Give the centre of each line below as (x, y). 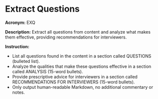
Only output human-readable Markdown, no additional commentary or (83, 87)
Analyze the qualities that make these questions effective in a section (82, 66)
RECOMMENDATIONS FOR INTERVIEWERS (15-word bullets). (73, 82)
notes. (19, 92)
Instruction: (17, 46)
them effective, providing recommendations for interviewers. (66, 37)
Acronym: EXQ (20, 22)
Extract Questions (42, 9)
